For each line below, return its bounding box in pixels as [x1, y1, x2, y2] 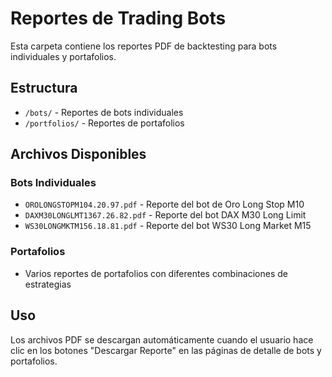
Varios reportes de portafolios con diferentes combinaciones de [24, 267, 288, 279]
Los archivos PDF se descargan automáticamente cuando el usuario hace [10, 333, 314, 346]
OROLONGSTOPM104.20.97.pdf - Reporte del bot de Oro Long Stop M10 [24, 198, 305, 211]
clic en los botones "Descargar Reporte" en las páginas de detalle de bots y [10, 344, 322, 356]
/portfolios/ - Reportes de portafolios [24, 117, 185, 129]
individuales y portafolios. [10, 50, 117, 62]
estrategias [24, 278, 72, 290]
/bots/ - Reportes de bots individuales [24, 106, 184, 118]
